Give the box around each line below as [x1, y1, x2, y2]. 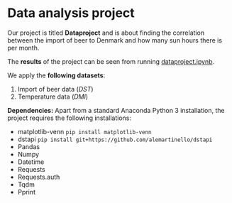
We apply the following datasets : [7, 71, 106, 79]
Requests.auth [17, 172, 60, 181]
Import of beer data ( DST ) [17, 84, 94, 93]
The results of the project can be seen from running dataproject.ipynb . [7, 57, 215, 65]
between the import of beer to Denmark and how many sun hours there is [7, 35, 222, 44]
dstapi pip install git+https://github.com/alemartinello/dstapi [17, 135, 213, 143]
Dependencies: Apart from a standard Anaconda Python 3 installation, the [7, 106, 225, 114]
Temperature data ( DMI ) [17, 92, 89, 101]
